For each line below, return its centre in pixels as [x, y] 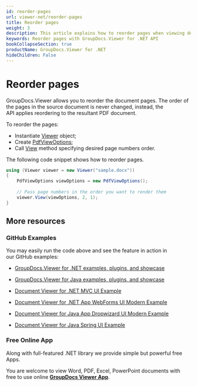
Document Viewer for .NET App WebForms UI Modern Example [91, 302]
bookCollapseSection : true [39, 45]
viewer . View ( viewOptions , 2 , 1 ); [57, 197]
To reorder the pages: [32, 124]
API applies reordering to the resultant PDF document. [71, 113]
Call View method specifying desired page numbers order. [85, 148]
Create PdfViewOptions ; [44, 142]
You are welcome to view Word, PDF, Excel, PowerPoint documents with [93, 371]
